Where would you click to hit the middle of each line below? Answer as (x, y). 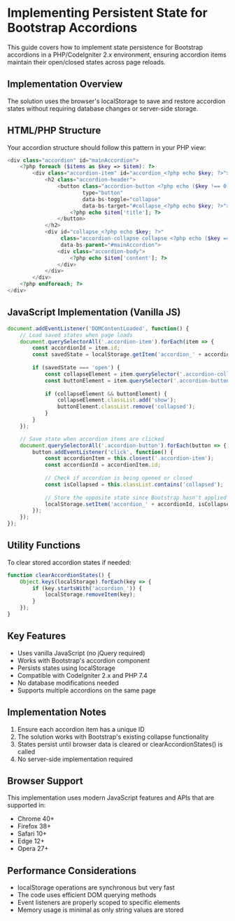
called (26, 751)
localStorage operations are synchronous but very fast (96, 887)
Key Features (37, 636)
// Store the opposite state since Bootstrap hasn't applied (136, 498)
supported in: (27, 805)
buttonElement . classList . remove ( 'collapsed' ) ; (126, 407)
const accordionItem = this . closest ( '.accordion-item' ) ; (129, 458)
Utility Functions (44, 546)
